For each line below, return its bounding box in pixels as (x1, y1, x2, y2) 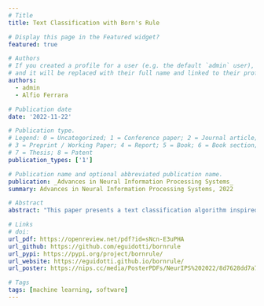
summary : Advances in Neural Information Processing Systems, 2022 (8, 185, 234, 193)
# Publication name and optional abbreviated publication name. (8, 170, 223, 178)
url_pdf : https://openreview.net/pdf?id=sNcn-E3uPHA (8, 235, 185, 243)
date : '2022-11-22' (8, 112, 72, 120)
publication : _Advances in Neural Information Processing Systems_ (8, 178, 234, 186)
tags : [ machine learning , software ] (8, 286, 128, 294)
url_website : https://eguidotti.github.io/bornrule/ (8, 257, 185, 265)
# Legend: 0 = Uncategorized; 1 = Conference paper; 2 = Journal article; (8, 135, 258, 142)
